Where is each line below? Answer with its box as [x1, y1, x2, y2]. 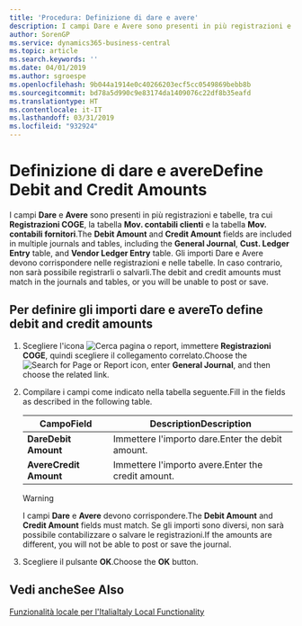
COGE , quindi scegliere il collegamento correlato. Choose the [22, 350, 247, 361]
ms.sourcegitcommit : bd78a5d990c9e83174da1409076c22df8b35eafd [9, 88, 252, 97]
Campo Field [39, 417, 93, 430]
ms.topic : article [9, 47, 78, 56]
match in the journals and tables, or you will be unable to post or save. [9, 276, 269, 287]
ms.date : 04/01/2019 [9, 64, 87, 73]
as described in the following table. [22, 396, 153, 407]
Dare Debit [26, 433, 72, 445]
